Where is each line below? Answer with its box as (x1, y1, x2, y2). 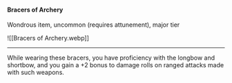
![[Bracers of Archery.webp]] (7, 34, 90, 43)
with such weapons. (7, 69, 64, 77)
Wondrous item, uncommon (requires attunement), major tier (7, 21, 180, 29)
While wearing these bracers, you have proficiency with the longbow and (7, 54, 215, 62)
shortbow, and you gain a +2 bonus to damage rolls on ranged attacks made (7, 61, 224, 69)
